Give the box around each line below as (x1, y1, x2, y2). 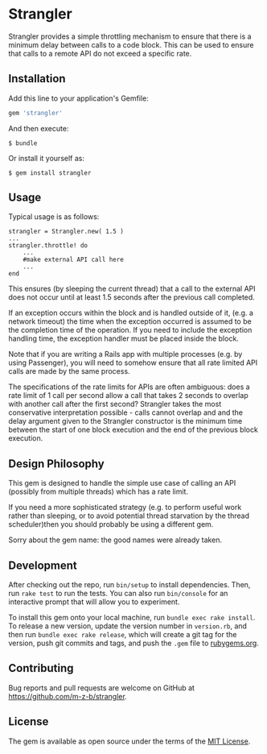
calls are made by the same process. (8, 367, 130, 376)
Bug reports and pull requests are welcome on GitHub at (8, 682, 195, 693)
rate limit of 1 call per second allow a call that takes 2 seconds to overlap (8, 391, 249, 400)
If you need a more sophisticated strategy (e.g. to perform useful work (8, 503, 242, 512)
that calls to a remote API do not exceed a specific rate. (8, 48, 192, 58)
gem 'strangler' (8, 109, 63, 117)
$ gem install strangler (8, 168, 92, 177)
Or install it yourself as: (8, 153, 84, 163)
